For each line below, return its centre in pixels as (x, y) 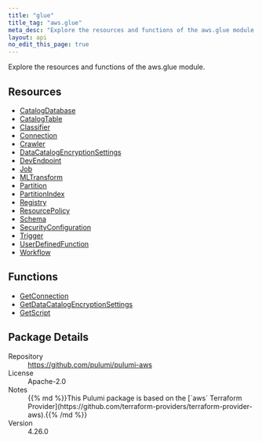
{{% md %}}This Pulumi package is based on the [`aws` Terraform (135, 398)
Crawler (32, 144)
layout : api (27, 37)
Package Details (48, 337)
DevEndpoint (40, 160)
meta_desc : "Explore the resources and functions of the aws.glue (119, 30)
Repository (25, 356)
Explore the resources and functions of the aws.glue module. (107, 67)
